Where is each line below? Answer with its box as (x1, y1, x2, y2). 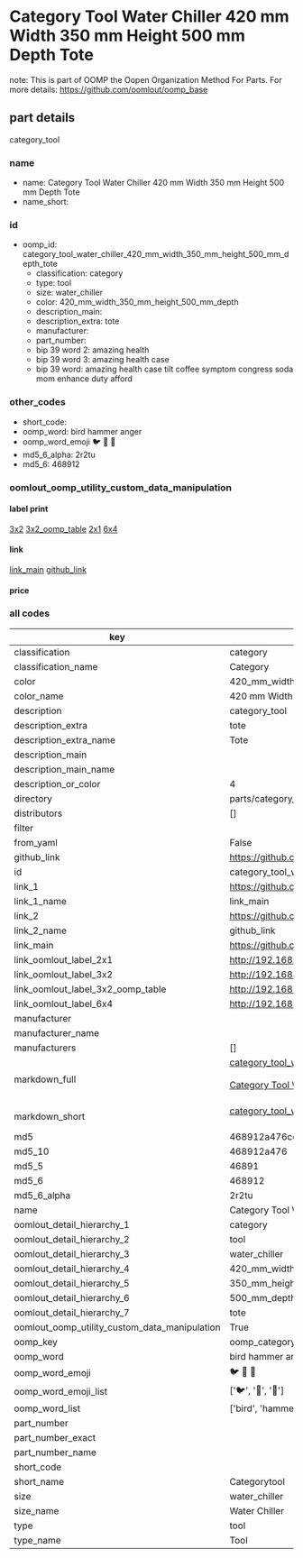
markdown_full (14, 1073, 77, 1086)
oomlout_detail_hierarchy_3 (14, 1247, 130, 1260)
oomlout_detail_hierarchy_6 (14, 1291, 130, 1304)
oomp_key (14, 1335, 59, 1348)
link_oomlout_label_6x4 (14, 997, 114, 1010)
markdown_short (14, 1110, 86, 1123)
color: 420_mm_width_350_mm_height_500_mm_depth (35, 297, 239, 307)
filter (14, 821, 34, 834)
